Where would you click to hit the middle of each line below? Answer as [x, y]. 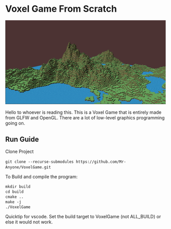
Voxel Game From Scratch [61, 9]
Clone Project [20, 151]
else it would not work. [29, 222]
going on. [15, 123]
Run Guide [22, 139]
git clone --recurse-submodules [39, 162]
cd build [15, 192]
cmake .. [15, 197]
